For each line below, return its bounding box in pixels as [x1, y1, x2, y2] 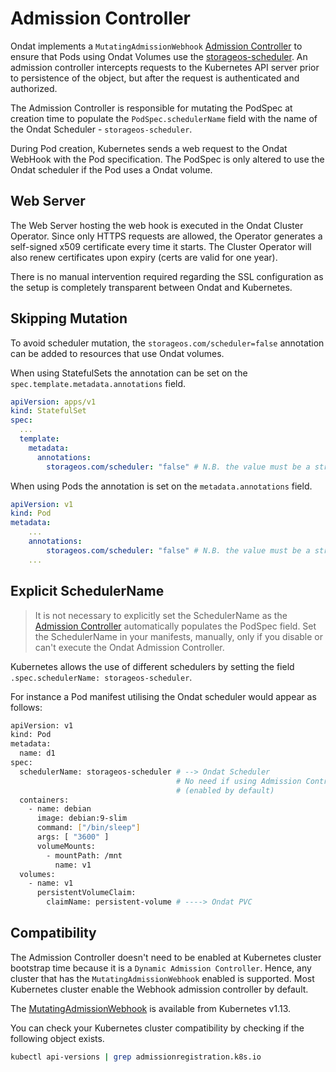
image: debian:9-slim [36, 813, 128, 824]
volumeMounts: [36, 841, 97, 851]
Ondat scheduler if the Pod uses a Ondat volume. [10, 163, 213, 176]
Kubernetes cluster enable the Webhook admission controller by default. [10, 983, 309, 995]
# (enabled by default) [175, 785, 275, 796]
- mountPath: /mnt [46, 850, 123, 861]
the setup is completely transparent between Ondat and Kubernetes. [10, 281, 293, 293]
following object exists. [10, 1032, 105, 1044]
